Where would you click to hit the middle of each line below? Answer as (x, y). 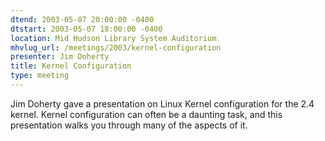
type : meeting (40, 76)
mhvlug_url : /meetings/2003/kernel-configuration (116, 47)
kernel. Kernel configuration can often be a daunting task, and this (146, 114)
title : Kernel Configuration (71, 66)
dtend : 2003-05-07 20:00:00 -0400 (82, 19)
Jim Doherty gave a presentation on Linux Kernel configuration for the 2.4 (162, 103)
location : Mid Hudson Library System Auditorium (113, 38)
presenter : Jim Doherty (60, 57)
